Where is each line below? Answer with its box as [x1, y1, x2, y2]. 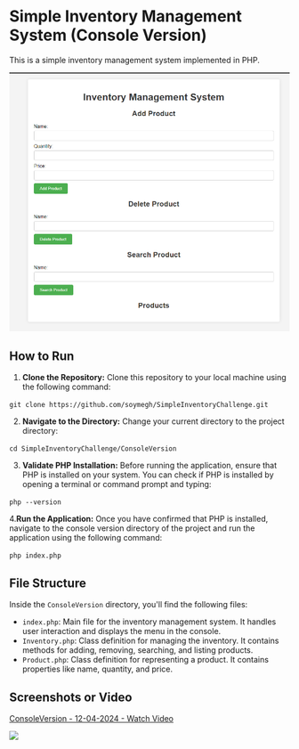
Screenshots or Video [9, 689, 133, 704]
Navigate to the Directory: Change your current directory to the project [21, 416, 285, 427]
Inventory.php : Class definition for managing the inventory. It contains [21, 635, 279, 647]
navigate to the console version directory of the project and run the [9, 523, 255, 533]
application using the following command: [9, 533, 163, 543]
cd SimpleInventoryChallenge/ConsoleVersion [9, 444, 177, 453]
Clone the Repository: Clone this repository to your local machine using [21, 372, 287, 383]
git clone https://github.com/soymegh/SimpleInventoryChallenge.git [9, 401, 269, 410]
